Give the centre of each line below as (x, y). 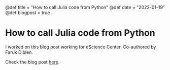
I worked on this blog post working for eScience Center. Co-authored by (81, 47)
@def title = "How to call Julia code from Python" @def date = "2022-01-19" (85, 7)
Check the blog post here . (32, 62)
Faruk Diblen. (19, 52)
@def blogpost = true (28, 13)
